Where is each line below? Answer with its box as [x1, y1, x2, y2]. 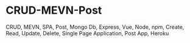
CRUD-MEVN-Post [5, 4, 102, 17]
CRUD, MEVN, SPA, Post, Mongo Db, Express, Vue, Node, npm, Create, [5, 23, 185, 30]
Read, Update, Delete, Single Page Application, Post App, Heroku [5, 29, 169, 36]
